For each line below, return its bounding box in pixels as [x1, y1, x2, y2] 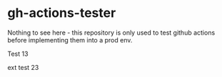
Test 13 [7, 49, 29, 58]
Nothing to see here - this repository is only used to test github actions [7, 28, 216, 37]
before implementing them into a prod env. [7, 35, 133, 44]
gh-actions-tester [7, 5, 116, 21]
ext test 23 [7, 63, 39, 71]
